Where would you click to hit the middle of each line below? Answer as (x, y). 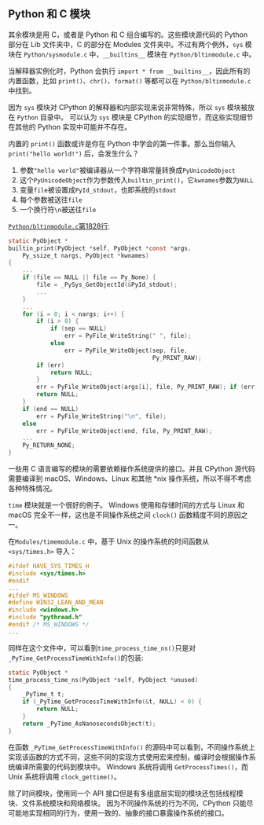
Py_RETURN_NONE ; (49, 445)
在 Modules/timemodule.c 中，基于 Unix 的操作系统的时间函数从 (109, 541)
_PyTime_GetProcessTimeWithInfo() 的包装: (76, 658)
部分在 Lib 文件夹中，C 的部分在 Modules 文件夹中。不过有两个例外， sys (126, 44)
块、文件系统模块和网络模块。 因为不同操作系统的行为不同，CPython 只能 (127, 803)
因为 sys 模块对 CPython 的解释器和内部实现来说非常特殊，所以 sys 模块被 (128, 107)
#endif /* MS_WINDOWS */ (49, 625)
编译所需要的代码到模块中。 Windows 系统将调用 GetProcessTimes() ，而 (132, 766)
